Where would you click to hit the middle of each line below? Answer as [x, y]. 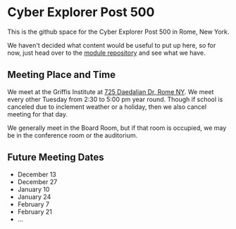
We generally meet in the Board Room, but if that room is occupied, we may [117, 128]
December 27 [37, 182]
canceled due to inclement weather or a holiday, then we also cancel [107, 107]
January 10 [33, 189]
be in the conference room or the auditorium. [73, 135]
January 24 [34, 197]
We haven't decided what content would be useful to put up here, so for [112, 45]
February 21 [35, 211]
